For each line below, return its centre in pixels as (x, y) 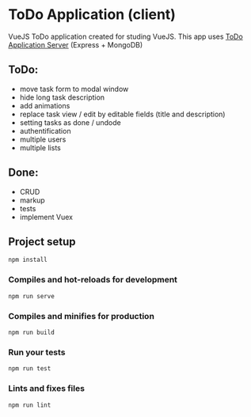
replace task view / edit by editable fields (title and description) (122, 114)
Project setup (42, 242)
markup (32, 200)
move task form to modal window (74, 89)
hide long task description (62, 97)
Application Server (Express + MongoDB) (76, 44)
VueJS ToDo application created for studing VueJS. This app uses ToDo (125, 36)
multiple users (43, 139)
